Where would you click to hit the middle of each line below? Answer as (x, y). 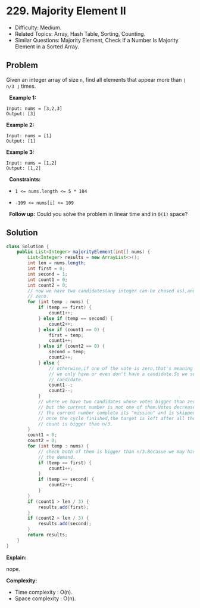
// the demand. (57, 457)
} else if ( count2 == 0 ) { (71, 346)
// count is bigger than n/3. (75, 424)
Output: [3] (21, 114)
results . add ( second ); (65, 524)
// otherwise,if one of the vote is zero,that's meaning (121, 368)
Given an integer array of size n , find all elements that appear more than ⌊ (96, 79)
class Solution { (28, 246)
